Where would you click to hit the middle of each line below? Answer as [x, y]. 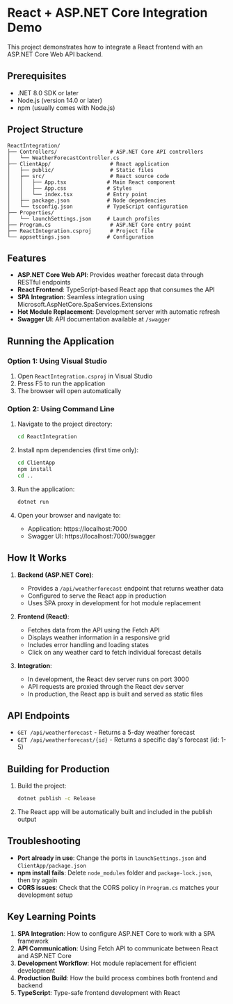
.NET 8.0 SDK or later [48, 93]
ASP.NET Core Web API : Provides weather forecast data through [110, 275]
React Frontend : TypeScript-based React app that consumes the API [116, 289]
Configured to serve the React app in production [97, 596]
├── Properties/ [31, 213]
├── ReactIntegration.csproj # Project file [81, 231]
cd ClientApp [36, 463]
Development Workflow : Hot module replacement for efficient [107, 963]
